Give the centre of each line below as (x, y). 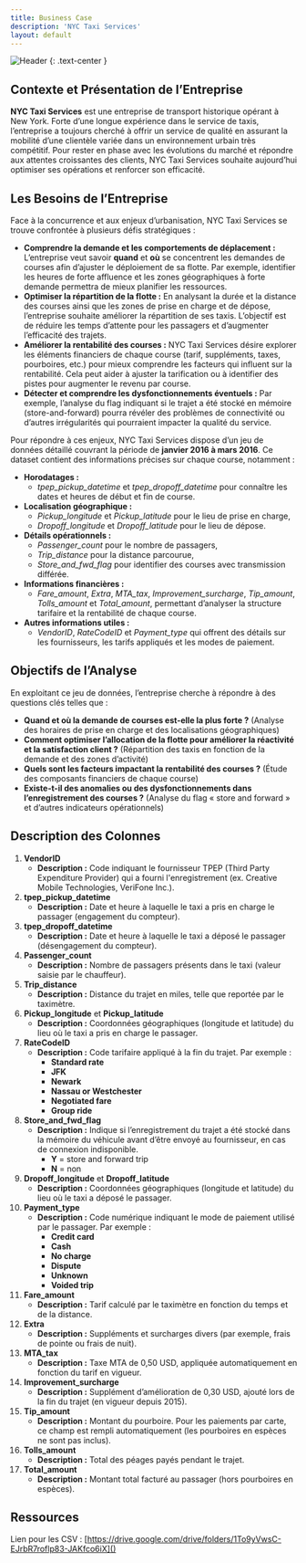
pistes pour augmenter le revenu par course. (107, 383)
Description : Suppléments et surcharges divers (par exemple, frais (163, 1333)
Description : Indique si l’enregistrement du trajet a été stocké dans (163, 1129)
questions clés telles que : (59, 702)
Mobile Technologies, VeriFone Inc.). (106, 887)
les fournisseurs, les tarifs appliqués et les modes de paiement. (156, 642)
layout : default (41, 35)
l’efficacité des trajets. (65, 335)
